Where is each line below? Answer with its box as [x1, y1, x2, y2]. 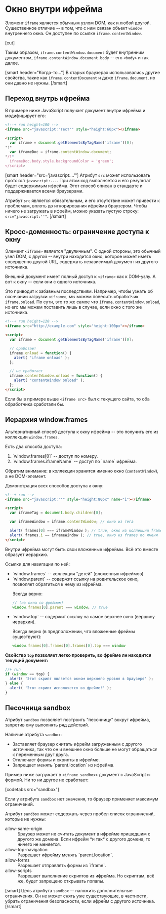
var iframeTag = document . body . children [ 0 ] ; [9, 510, 103, 516]
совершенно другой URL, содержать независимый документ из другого [5, 259, 158, 265]
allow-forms [5, 857, 30, 863]
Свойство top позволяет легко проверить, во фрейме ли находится [5, 652, 152, 658]
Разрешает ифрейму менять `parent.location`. [17, 852, 114, 858]
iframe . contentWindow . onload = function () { [9, 373, 103, 378]
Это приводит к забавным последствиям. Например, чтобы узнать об [5, 288, 153, 294]
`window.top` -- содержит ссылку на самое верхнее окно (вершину [12, 614, 155, 620]
